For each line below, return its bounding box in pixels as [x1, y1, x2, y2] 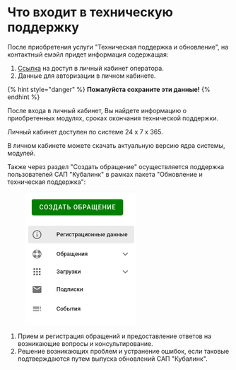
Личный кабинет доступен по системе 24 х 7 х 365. [7, 127, 164, 136]
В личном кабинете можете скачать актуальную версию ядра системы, [7, 141, 225, 149]
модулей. [7, 149, 36, 157]
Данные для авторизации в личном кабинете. [17, 71, 156, 80]
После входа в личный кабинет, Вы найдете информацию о [7, 106, 187, 115]
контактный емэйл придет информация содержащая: [7, 50, 169, 59]
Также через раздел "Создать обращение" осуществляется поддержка [7, 162, 225, 170]
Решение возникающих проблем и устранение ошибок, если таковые [17, 347, 230, 355]
